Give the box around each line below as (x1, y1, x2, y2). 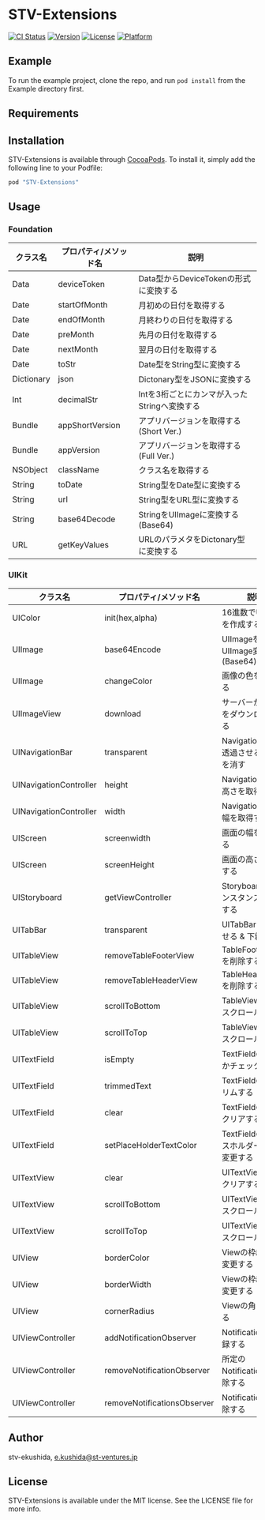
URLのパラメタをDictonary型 (138, 533, 246, 544)
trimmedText (104, 1080, 152, 1091)
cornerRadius (104, 1305, 155, 1316)
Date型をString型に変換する (138, 359, 242, 370)
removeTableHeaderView (104, 974, 199, 985)
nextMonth (58, 344, 99, 355)
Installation (8, 134, 65, 147)
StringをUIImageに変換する (138, 509, 239, 520)
